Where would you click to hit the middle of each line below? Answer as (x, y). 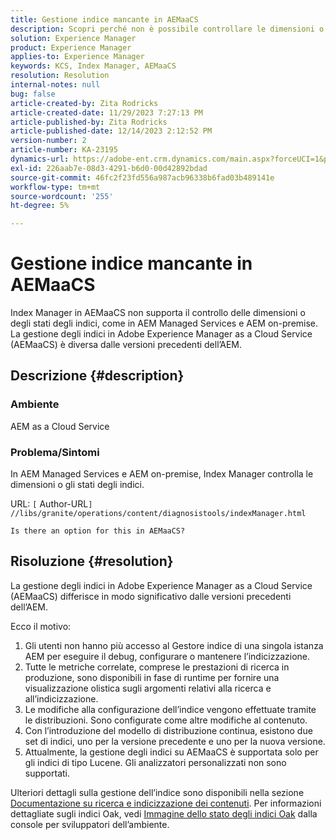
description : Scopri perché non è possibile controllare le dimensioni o (167, 29)
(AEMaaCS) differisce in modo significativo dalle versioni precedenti (151, 596)
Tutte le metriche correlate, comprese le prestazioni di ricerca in (157, 667)
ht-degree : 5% (40, 206)
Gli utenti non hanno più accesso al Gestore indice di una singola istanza (174, 645)
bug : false (33, 94)
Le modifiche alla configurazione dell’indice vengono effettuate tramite (170, 709)
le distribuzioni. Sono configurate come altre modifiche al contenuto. (166, 720)
